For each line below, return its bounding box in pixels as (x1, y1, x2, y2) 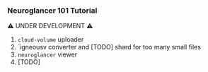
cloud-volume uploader (17, 35, 84, 44)
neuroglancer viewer (17, 50, 78, 59)
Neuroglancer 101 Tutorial (7, 6, 98, 16)
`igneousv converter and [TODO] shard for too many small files (17, 43, 202, 52)
